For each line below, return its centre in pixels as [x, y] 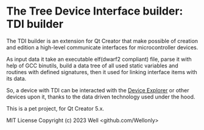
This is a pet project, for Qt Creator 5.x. [55, 108]
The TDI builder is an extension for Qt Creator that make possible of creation [102, 41]
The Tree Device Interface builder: [95, 11]
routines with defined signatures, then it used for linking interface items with [102, 72]
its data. [16, 78]
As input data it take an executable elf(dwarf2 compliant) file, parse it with [99, 59]
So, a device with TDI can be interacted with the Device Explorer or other [98, 90]
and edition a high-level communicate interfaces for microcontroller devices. [102, 47]
